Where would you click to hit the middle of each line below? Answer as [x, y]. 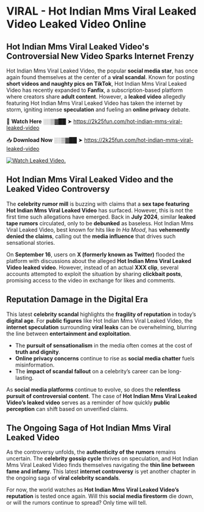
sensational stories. [31, 242]
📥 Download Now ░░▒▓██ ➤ [45, 140]
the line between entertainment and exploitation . [69, 334]
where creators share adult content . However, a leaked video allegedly [96, 96]
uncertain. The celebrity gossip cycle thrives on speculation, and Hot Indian [102, 458]
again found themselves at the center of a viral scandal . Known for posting [100, 77]
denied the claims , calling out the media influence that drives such [91, 236]
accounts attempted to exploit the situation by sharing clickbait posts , [94, 274]
